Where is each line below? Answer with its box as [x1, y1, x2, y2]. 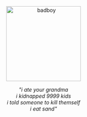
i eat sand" [30, 105, 57, 112]
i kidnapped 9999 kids [15, 92, 72, 100]
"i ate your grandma [18, 86, 69, 93]
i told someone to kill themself [7, 99, 80, 106]
